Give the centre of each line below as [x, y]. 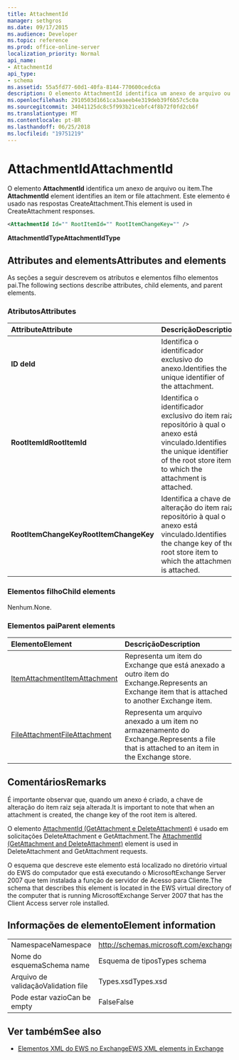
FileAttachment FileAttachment [61, 735]
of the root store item [196, 460]
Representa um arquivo [163, 712]
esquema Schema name [51, 965]
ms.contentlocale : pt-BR [44, 120]
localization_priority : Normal [54, 54]
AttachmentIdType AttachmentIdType [64, 238]
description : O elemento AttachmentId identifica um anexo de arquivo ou [119, 94]
